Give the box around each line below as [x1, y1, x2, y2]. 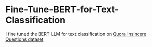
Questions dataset [5, 36, 44, 42]
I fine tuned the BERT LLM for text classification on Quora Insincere [5, 31, 147, 37]
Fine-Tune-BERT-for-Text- [5, 4, 119, 15]
